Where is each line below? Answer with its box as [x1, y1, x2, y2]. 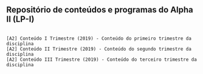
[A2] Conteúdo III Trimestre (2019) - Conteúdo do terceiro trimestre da [6, 57, 198, 63]
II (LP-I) [6, 14, 35, 25]
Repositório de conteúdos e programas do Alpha [6, 5, 193, 15]
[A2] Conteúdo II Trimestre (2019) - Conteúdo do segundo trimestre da [6, 46, 191, 52]
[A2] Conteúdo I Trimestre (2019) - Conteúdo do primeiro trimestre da [6, 35, 191, 42]
